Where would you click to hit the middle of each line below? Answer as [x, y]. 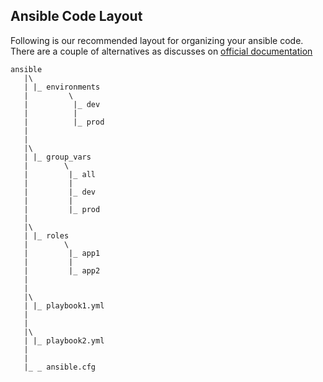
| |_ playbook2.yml [64, 340]
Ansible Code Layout [76, 16]
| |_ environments [62, 87]
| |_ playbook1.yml [64, 305]
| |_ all [60, 174]
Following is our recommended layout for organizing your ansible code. [157, 40]
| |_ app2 [62, 270]
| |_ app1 [62, 253]
